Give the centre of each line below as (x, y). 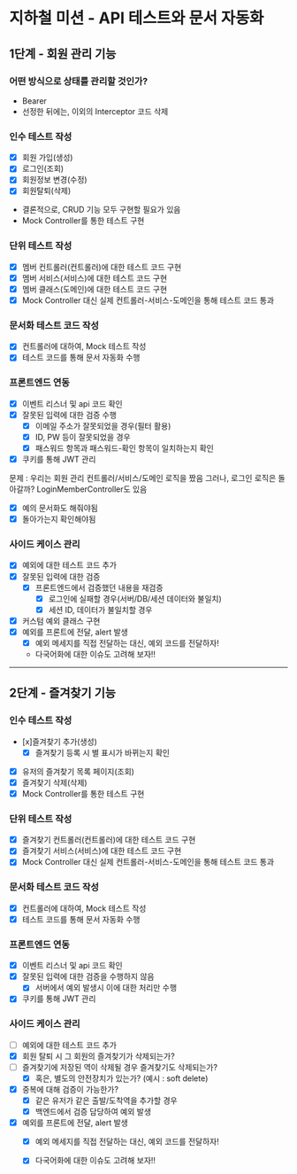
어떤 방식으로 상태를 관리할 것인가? (79, 81)
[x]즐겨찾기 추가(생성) (59, 742)
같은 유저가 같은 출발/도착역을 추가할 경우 (107, 1100)
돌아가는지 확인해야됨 (59, 519)
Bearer (34, 101)
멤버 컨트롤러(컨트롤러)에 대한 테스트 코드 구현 (102, 267)
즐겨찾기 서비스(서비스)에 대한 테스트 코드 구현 (102, 851)
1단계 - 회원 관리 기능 (63, 54)
